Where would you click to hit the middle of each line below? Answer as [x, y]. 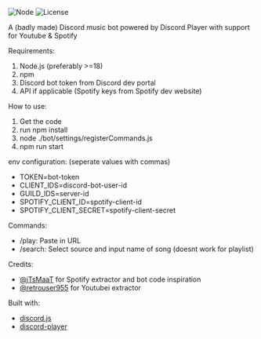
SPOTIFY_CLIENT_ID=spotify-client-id [81, 202]
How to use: [27, 106]
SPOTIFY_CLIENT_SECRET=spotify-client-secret [98, 210]
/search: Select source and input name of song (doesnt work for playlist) [137, 249]
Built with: [24, 303]
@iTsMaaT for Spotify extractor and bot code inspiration [110, 279]
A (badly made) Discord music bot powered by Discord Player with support [129, 27]
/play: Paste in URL [50, 241]
